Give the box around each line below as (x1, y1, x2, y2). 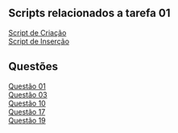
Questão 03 (8, 89, 48, 99)
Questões (8, 60, 59, 73)
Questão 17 (8, 106, 46, 116)
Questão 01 (8, 81, 46, 91)
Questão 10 (8, 98, 46, 108)
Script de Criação (8, 27, 67, 37)
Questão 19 (8, 115, 46, 125)
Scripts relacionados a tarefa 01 (8, 6, 171, 20)
